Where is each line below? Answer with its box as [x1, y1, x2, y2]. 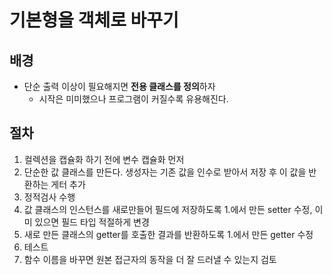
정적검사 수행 [23, 191, 76, 203]
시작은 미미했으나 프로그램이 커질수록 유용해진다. [38, 93, 229, 105]
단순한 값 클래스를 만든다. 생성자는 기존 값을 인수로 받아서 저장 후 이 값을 [23, 166, 307, 178]
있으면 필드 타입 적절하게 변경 [34, 216, 150, 228]
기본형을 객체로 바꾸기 [9, 9, 179, 32]
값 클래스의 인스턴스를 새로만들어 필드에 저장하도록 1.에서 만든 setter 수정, [23, 203, 313, 215]
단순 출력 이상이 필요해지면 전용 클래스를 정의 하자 [23, 81, 216, 92]
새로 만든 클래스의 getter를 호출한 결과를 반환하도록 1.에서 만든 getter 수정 [23, 228, 314, 240]
